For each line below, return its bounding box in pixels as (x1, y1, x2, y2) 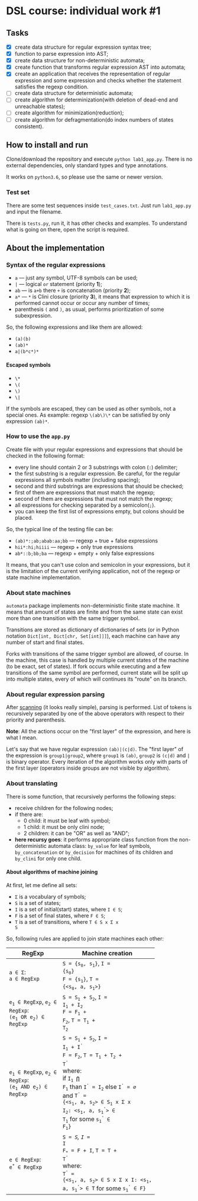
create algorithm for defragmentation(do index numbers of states (14, 116, 174, 123)
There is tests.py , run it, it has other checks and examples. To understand (6, 220, 187, 227)
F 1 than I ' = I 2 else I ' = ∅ (62, 1082, 137, 1092)
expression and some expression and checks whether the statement (14, 77, 181, 84)
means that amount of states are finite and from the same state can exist (6, 608, 183, 615)
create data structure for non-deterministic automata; (14, 57, 145, 64)
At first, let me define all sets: (6, 881, 77, 888)
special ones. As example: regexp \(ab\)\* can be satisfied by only (6, 411, 170, 418)
